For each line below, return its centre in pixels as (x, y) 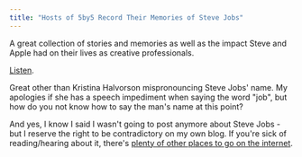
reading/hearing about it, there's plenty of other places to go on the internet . (151, 143)
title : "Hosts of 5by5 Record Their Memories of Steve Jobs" (127, 17)
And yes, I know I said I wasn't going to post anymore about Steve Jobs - (145, 124)
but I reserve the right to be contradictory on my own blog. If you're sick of (148, 133)
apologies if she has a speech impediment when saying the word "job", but (148, 97)
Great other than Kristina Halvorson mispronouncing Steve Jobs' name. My (149, 87)
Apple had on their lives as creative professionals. (102, 52)
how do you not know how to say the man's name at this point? (126, 106)
